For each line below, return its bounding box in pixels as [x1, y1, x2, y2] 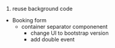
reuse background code [12, 5, 73, 12]
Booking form [12, 17, 47, 23]
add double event [30, 36, 75, 43]
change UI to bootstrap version [30, 29, 109, 37]
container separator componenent [21, 23, 108, 30]
